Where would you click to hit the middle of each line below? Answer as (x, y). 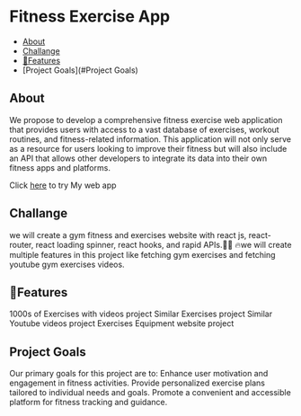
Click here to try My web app (63, 185)
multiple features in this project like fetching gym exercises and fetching (142, 254)
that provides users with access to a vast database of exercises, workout (145, 129)
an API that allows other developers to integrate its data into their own (138, 158)
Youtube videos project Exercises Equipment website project (122, 323)
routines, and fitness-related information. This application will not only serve (150, 139)
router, (22, 244)
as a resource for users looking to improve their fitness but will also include (148, 148)
